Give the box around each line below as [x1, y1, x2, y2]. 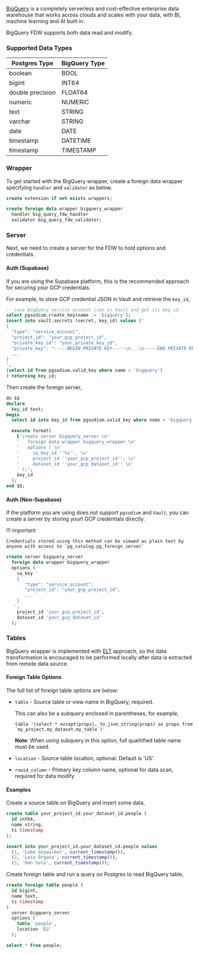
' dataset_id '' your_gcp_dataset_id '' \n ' [17, 461, 134, 467]
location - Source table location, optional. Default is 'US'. [14, 755, 155, 762]
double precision [9, 88, 56, 97]
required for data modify [14, 773, 75, 780]
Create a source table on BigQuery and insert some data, [6, 799, 145, 806]
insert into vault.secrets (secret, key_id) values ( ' [6, 318, 145, 324]
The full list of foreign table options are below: [6, 687, 118, 694]
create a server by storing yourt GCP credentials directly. [6, 515, 145, 522]
